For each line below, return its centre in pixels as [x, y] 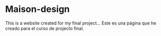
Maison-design [37, 9]
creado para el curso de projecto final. [44, 28]
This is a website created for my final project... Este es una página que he [81, 23]
